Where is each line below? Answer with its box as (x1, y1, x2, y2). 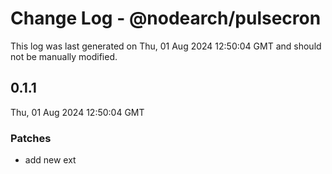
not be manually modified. (10, 50, 118, 62)
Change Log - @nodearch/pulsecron (10, 7, 322, 30)
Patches (10, 131, 52, 145)
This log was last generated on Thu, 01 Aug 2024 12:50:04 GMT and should (10, 40, 322, 52)
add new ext (24, 154, 77, 166)
